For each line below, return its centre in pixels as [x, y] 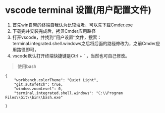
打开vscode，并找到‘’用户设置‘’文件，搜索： [57, 37]
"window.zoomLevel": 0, [39, 89]
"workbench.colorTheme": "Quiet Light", [56, 80]
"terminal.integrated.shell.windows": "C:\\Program [68, 93]
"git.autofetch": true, [39, 84]
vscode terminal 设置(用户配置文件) [78, 10]
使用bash [27, 66]
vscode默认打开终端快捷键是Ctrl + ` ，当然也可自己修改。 [71, 56]
